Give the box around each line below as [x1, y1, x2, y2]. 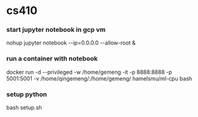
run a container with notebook [6, 54, 98, 63]
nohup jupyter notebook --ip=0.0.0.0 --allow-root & [6, 39, 136, 46]
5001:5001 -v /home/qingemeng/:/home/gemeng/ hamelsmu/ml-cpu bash [6, 74, 193, 82]
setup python [6, 90, 47, 98]
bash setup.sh [6, 104, 42, 112]
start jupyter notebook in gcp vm [6, 26, 106, 34]
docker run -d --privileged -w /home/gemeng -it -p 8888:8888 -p [6, 68, 172, 76]
